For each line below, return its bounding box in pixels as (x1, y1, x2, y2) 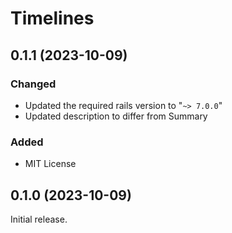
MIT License (24, 158, 77, 170)
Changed (10, 77, 57, 91)
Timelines (10, 7, 95, 30)
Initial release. (10, 213, 68, 225)
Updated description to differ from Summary (24, 110, 208, 122)
